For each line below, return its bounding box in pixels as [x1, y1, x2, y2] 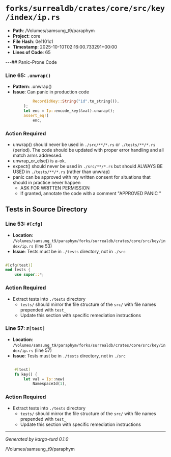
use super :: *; [14, 272, 44, 277]
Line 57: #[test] [5, 325, 45, 332]
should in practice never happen [12, 179, 81, 185]
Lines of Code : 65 [12, 49, 51, 55]
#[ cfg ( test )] [5, 262, 33, 268]
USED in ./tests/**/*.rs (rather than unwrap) [12, 169, 110, 175]
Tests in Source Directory [5, 205, 88, 214]
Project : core [12, 33, 41, 39]
